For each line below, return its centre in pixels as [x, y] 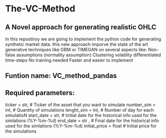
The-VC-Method [40, 9]
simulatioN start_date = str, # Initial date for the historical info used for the [81, 116]
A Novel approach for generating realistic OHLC [81, 27]
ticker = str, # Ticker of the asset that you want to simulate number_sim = [80, 105]
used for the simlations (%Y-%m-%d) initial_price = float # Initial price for [81, 126]
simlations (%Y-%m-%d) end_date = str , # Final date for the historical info [82, 121]
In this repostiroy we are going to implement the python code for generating [83, 39]
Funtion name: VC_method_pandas [61, 76]
